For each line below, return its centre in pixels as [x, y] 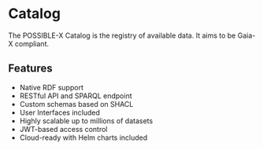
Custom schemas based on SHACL [76, 104]
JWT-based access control [63, 129]
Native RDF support [52, 87]
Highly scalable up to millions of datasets [86, 121]
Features [30, 69]
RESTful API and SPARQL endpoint [76, 96]
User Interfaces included [60, 112]
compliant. [32, 43]
